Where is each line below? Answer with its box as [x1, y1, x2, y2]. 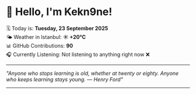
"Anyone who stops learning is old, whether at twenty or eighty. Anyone [6, 70, 179, 77]
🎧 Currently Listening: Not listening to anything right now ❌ [6, 50, 150, 57]
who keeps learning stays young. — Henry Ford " [6, 75, 124, 83]
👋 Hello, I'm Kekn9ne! [6, 5, 113, 19]
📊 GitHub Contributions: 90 [6, 42, 73, 49]
